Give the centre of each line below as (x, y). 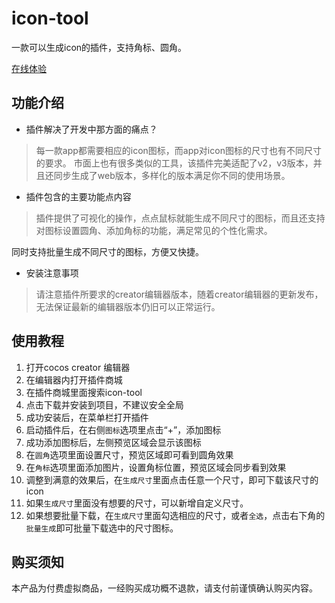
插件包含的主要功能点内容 (78, 196)
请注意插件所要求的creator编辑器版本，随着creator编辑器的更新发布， (179, 294)
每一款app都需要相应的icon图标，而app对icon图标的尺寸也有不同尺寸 (178, 150)
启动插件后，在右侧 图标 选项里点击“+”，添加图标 (123, 429)
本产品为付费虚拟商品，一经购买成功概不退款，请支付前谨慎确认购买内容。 (164, 588)
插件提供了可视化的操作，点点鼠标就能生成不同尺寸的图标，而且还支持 (180, 218)
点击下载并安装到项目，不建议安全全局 (104, 404)
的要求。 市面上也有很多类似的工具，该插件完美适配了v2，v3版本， (174, 163)
